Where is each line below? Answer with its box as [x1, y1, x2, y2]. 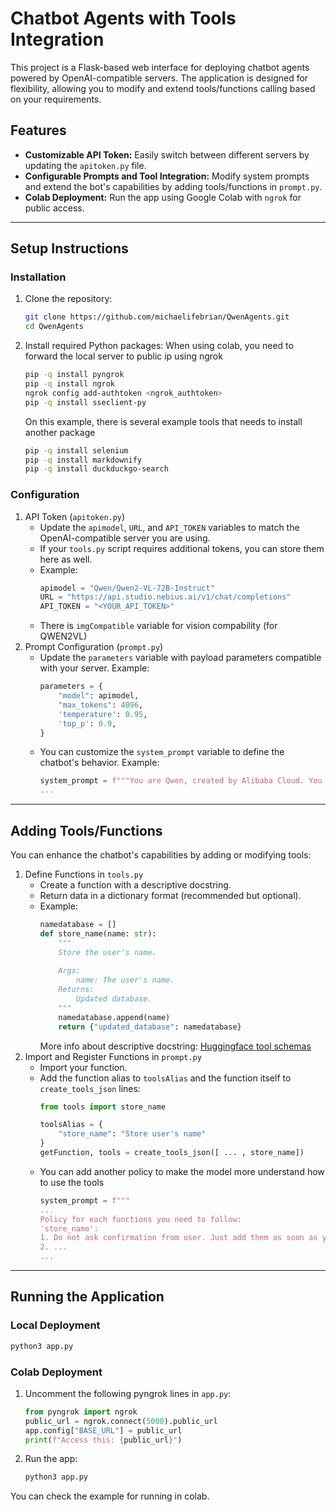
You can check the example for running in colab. [10, 1490, 210, 1502]
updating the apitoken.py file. [24, 159, 147, 171]
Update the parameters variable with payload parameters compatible [39, 652, 322, 664]
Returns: [58, 985, 95, 995]
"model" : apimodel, [58, 691, 140, 701]
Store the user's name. [58, 947, 157, 957]
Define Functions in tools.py [24, 868, 144, 881]
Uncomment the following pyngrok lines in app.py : [24, 1387, 232, 1399]
